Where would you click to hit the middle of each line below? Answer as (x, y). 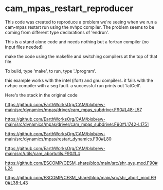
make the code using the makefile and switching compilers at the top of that (81, 56)
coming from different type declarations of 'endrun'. (57, 32)
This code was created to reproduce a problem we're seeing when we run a (81, 22)
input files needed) (24, 47)
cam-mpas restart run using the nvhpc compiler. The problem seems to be (80, 27)
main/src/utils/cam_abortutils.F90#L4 (43, 153)
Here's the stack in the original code (41, 95)
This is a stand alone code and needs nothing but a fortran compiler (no (77, 41)
